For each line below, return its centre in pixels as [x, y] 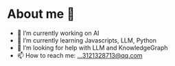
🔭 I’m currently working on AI [58, 33]
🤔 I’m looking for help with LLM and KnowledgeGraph [92, 47]
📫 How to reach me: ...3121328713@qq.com [80, 55]
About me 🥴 [41, 14]
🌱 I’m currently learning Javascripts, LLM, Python [86, 40]
